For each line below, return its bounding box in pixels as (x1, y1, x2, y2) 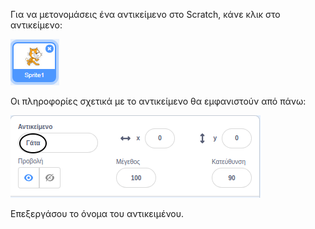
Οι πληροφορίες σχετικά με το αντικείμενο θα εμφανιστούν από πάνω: (10, 95, 307, 107)
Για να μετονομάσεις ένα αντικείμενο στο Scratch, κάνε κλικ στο (10, 9, 281, 20)
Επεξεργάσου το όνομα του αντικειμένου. (10, 208, 185, 219)
